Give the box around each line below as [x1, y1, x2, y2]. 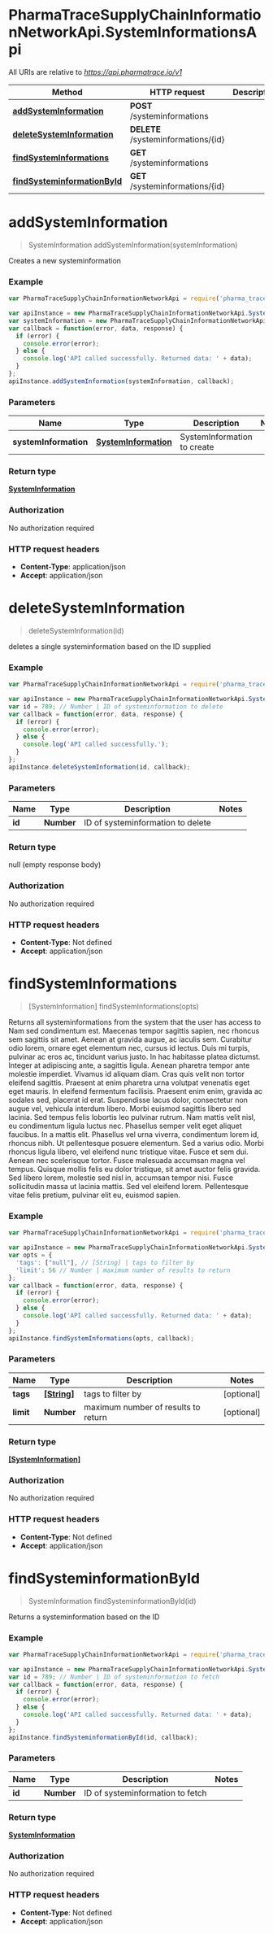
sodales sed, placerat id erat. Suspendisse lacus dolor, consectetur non [8, 1095, 248, 1104]
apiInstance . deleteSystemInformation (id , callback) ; [8, 763, 191, 771]
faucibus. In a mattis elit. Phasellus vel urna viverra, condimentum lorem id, [8, 1129, 260, 1139]
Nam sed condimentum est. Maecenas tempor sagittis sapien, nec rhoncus [8, 1026, 260, 1035]
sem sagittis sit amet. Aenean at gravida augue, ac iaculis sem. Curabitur [8, 1035, 253, 1044]
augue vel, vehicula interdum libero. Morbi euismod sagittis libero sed [8, 1104, 241, 1113]
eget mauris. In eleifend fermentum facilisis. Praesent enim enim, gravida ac [8, 1086, 262, 1095]
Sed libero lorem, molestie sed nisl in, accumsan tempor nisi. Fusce [8, 1173, 234, 1183]
